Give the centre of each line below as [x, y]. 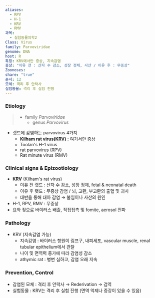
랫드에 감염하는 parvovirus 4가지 [45, 132]
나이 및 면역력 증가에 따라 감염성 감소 [56, 253]
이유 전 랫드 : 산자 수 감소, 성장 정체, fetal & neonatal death [78, 185]
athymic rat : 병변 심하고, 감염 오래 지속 [58, 260]
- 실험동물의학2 [23, 38]
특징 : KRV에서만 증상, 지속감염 [33, 61]
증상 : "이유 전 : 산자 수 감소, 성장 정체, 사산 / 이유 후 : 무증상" [67, 65]
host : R [13, 56]
